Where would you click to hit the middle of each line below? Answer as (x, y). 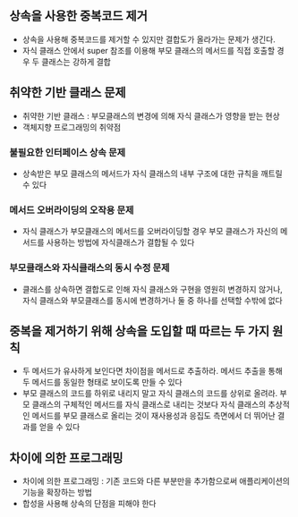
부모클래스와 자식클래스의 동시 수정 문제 (89, 268)
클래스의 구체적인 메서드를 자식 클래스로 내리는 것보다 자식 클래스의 (149, 404)
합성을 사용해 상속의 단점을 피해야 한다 (89, 504)
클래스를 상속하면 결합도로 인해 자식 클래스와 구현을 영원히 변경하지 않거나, (153, 289)
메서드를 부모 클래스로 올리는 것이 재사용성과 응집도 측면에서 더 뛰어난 (153, 416)
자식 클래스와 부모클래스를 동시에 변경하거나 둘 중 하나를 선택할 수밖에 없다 (153, 300)
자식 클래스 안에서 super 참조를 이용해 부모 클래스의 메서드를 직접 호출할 (149, 50)
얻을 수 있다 (60, 427)
